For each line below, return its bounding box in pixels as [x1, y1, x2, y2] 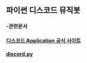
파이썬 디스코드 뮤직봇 [6, 5, 81, 16]
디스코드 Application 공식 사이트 [6, 37, 81, 44]
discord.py [6, 51, 33, 58]
